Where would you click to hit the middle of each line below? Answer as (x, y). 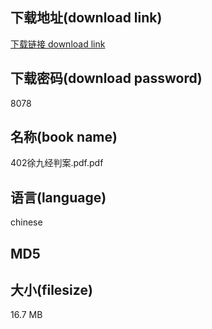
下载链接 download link (58, 44)
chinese (26, 222)
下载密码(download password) (106, 78)
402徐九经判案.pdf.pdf (57, 163)
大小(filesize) (51, 290)
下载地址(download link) (86, 18)
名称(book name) (64, 137)
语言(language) (58, 197)
